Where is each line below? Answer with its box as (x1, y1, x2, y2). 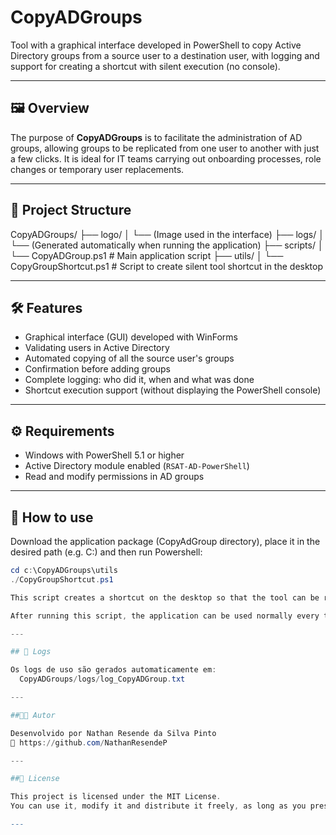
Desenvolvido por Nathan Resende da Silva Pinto (10, 728, 217, 738)
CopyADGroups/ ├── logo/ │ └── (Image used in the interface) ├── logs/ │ (10, 228, 325, 240)
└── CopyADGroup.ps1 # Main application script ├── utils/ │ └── (10, 249, 284, 261)
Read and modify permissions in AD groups (24, 471, 205, 483)
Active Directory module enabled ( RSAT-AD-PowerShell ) (24, 460, 250, 472)
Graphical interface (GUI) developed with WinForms (24, 331, 238, 343)
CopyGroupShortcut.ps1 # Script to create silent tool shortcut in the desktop (10, 260, 324, 272)
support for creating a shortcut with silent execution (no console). (10, 60, 281, 72)
